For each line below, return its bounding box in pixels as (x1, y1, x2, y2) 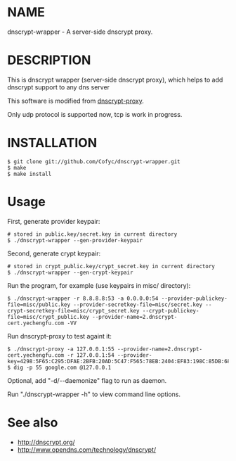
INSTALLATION (7, 135, 97, 151)
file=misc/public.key (7, 301, 71, 308)
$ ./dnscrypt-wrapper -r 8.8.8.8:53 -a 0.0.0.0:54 (7, 295, 159, 302)
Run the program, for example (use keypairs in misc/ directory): (7, 281, 191, 289)
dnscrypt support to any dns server (7, 82, 110, 91)
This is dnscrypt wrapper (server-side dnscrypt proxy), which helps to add (7, 75, 223, 84)
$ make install (7, 170, 52, 177)
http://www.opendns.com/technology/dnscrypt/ (17, 445, 157, 454)
